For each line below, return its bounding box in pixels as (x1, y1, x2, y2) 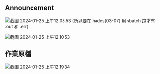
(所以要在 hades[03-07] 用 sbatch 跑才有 (72, 17, 155, 24)
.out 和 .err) (5, 24, 29, 29)
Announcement (5, 4, 54, 12)
